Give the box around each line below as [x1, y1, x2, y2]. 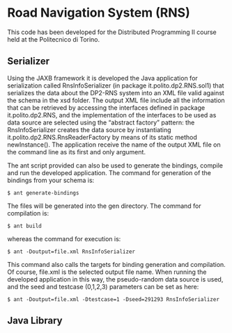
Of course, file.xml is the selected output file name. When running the [7, 268, 207, 276]
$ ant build [7, 222, 42, 229]
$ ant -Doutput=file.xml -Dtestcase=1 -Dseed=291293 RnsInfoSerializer [7, 295, 219, 303]
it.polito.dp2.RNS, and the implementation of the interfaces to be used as [7, 111, 217, 119]
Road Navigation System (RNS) [7, 5, 190, 21]
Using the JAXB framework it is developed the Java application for [7, 74, 199, 82]
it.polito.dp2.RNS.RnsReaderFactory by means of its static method [7, 133, 197, 141]
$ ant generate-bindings [7, 189, 79, 196]
